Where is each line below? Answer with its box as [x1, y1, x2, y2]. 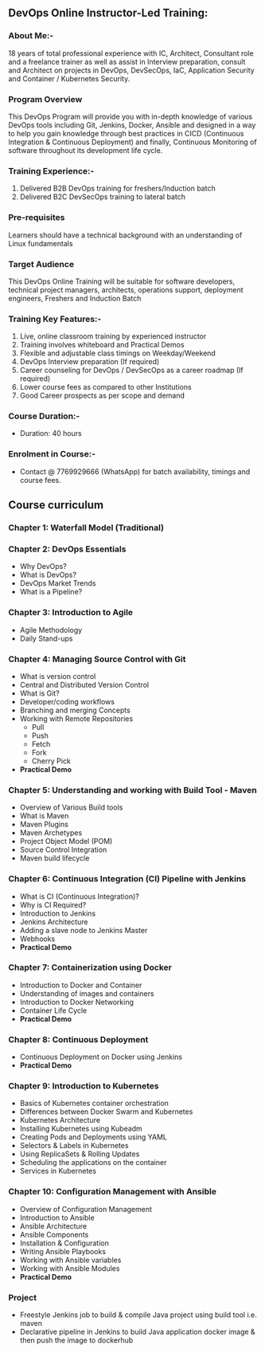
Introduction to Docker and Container [19, 980, 142, 990]
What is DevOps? [19, 570, 77, 580]
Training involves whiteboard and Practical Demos [19, 340, 185, 350]
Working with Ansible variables [19, 1255, 122, 1265]
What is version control [19, 671, 96, 680]
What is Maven [19, 811, 69, 821]
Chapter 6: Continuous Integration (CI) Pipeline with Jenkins [8, 873, 247, 884]
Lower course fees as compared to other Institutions [19, 382, 193, 392]
